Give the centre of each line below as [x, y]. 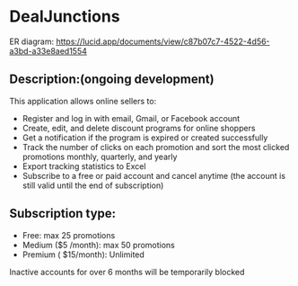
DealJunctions [65, 17]
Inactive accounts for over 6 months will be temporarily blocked [127, 272]
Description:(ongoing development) [112, 80]
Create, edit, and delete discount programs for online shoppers [139, 128]
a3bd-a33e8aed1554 [48, 50]
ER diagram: [32, 41]
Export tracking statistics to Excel [84, 166]
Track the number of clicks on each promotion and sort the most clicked [156, 147]
